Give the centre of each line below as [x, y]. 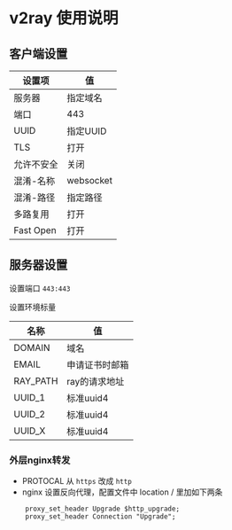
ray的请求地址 [95, 381]
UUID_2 [30, 414]
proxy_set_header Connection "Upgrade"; [101, 517]
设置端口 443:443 [40, 288]
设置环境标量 [32, 307]
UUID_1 [30, 397]
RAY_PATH [36, 380]
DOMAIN [32, 347]
